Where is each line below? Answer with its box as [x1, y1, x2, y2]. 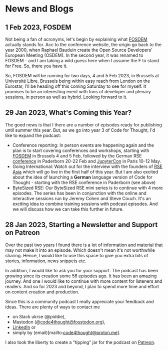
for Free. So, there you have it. [5, 63, 67, 69]
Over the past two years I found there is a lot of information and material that [5, 242, 163, 248]
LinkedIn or [12, 324, 36, 330]
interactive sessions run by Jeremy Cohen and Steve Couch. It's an [12, 195, 151, 201]
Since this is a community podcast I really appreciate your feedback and [5, 298, 154, 304]
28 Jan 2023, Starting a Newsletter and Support [5, 221, 158, 229]
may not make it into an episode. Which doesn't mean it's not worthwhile [5, 247, 155, 253]
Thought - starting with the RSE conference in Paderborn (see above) [12, 179, 156, 186]
